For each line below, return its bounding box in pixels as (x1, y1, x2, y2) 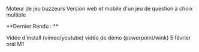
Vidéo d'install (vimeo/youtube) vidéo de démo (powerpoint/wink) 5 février (6, 34, 191, 41)
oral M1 (6, 41, 25, 47)
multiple (6, 11, 26, 18)
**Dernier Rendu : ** (6, 23, 59, 30)
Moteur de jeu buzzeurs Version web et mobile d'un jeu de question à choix (6, 5, 193, 12)
